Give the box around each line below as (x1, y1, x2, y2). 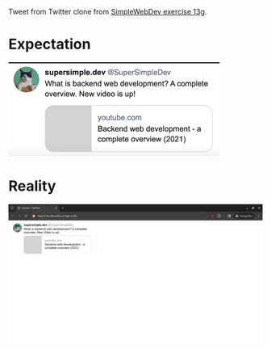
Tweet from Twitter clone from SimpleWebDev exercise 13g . (8, 7, 207, 16)
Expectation (8, 36, 91, 53)
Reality (8, 177, 56, 196)
